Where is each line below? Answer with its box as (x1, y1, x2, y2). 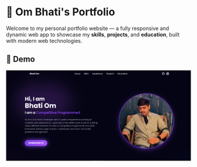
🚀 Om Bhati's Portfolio (6, 5, 116, 19)
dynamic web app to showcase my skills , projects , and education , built (6, 31, 180, 38)
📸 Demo (6, 54, 35, 64)
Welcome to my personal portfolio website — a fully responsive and (6, 25, 169, 32)
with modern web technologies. (6, 37, 83, 44)
